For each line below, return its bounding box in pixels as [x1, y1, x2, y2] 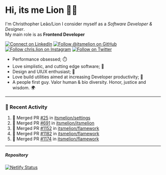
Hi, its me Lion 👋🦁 [5, 4, 78, 16]
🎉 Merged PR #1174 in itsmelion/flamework [12, 136, 99, 142]
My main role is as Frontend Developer [5, 31, 85, 37]
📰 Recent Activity [5, 104, 48, 111]
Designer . [5, 26, 25, 32]
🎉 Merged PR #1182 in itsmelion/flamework [12, 131, 100, 137]
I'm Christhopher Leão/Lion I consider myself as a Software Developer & [5, 21, 153, 27]
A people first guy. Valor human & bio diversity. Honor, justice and [12, 79, 146, 85]
